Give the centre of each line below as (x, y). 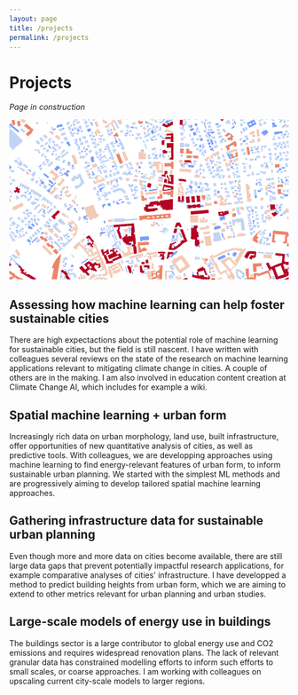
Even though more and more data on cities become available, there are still (146, 556)
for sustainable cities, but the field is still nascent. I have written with (134, 350)
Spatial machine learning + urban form (118, 415)
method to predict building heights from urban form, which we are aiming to (148, 584)
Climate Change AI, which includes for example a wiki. (108, 387)
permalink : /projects (49, 37)
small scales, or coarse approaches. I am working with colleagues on (135, 671)
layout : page (33, 19)
